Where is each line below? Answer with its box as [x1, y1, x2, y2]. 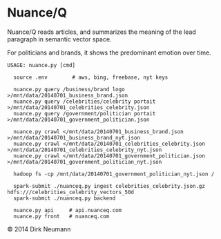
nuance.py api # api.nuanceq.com [13, 207, 122, 213]
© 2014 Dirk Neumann [7, 224, 71, 233]
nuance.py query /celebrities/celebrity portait [13, 98, 156, 105]
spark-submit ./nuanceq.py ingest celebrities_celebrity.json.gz [13, 182, 206, 189]
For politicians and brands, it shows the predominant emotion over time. [7, 48, 212, 57]
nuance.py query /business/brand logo [13, 86, 126, 93]
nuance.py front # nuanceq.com [13, 213, 110, 220]
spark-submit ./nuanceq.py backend [13, 195, 116, 202]
